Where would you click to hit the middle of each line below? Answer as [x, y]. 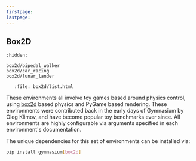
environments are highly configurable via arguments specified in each [92, 123]
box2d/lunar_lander [30, 76]
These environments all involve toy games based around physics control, [96, 98]
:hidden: [17, 55]
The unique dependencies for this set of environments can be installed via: [98, 141]
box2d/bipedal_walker [33, 66]
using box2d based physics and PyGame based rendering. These [87, 104]
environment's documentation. [44, 130]
